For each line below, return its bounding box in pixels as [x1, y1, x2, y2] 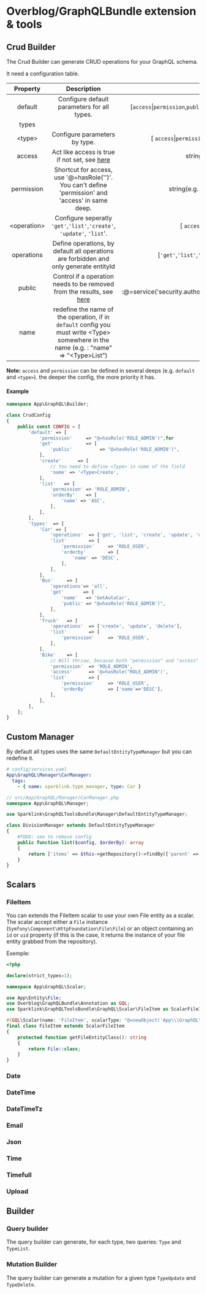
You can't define [59, 181, 107, 189]
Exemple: [6, 950, 30, 957]
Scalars [6, 879, 36, 889]
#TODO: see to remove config [17, 834, 92, 840]
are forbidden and [57, 255, 109, 263]
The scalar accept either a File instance [6, 918, 109, 925]
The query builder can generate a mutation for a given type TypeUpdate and [6, 1274, 196, 1281]
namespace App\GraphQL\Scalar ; [6, 983, 86, 990]
